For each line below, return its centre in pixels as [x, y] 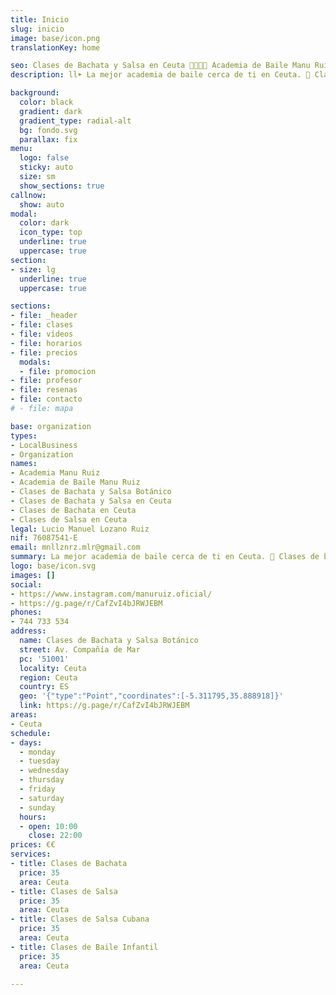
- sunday [37, 807]
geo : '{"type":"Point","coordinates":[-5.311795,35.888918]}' [151, 696]
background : [35, 93]
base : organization [51, 426]
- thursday [42, 780]
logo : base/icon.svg [53, 566]
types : [24, 436]
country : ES [44, 687]
